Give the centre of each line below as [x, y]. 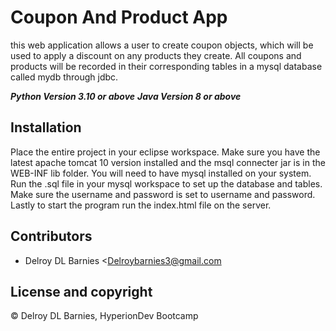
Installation [46, 127]
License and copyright [81, 291]
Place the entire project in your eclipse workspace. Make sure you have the [165, 152]
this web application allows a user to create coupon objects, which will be [162, 45]
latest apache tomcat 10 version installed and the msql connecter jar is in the [168, 162]
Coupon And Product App [119, 17]
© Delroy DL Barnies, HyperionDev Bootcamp [104, 316]
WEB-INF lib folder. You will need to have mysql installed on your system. [161, 173]
